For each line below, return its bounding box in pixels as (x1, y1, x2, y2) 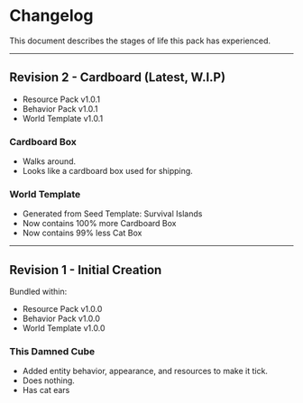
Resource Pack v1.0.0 (22, 304, 103, 315)
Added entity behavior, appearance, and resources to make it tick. (22, 366, 269, 377)
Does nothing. (22, 375, 75, 386)
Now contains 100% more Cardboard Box (22, 218, 177, 229)
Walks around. (22, 156, 77, 167)
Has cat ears (22, 385, 70, 396)
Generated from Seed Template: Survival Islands (22, 208, 203, 219)
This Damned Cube (9, 345, 96, 358)
